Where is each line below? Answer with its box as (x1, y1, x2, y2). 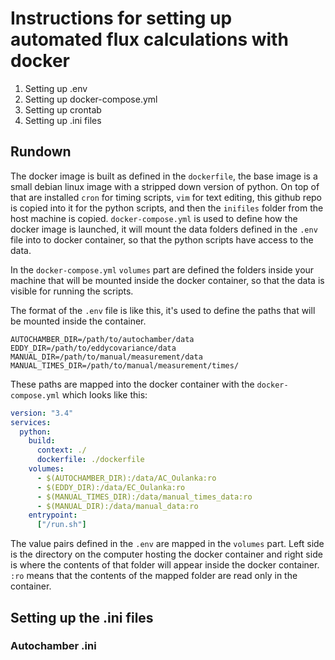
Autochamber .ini (10, 639, 97, 653)
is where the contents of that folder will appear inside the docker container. (10, 559, 320, 571)
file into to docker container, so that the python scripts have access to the (10, 233, 314, 246)
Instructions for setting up (10, 7, 233, 30)
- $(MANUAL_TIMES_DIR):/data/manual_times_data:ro (36, 492, 253, 502)
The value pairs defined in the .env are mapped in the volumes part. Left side (10, 538, 325, 550)
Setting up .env (24, 82, 88, 94)
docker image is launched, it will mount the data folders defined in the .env (10, 223, 318, 235)
